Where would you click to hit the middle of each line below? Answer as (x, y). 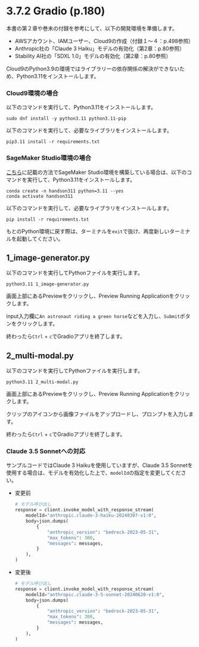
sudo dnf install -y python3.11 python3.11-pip (66, 119)
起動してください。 (40, 239)
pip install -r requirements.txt (48, 219)
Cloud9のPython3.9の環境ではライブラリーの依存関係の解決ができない (93, 68)
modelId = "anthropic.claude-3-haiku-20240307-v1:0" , (91, 515)
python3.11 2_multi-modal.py (42, 382)
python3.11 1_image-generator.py (48, 284)
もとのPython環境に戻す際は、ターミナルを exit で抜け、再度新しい (88, 231)
